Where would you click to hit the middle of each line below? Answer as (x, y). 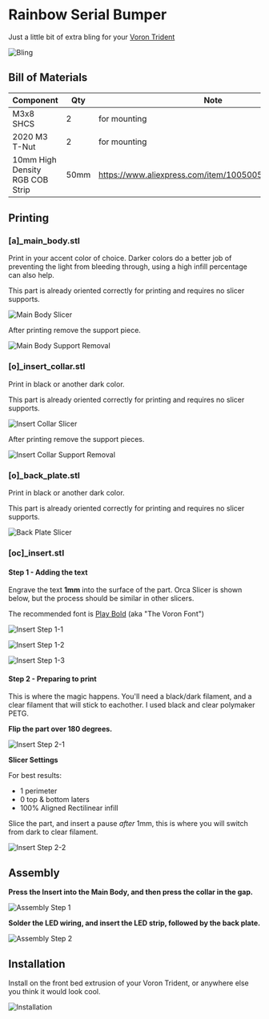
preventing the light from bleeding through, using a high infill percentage (128, 267)
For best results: (35, 776)
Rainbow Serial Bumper (88, 15)
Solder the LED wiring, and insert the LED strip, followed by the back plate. (134, 923)
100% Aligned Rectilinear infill (69, 808)
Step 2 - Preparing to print (53, 679)
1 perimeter (38, 791)
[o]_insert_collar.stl (47, 367)
